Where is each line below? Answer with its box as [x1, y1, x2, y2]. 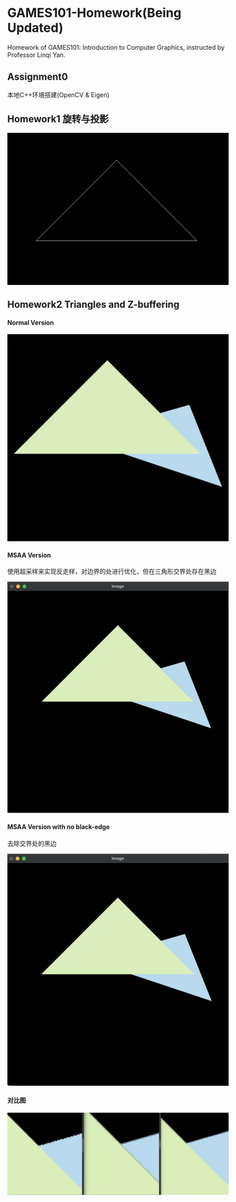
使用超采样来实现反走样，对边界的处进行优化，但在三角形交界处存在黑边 [7, 568, 216, 576]
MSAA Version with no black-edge [7, 823, 110, 831]
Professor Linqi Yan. [7, 51, 65, 59]
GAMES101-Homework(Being [7, 5, 182, 21]
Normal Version [7, 318, 54, 326]
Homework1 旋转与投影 [7, 113, 109, 125]
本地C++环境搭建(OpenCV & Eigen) [7, 90, 110, 99]
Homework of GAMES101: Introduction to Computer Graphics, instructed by [7, 43, 225, 51]
